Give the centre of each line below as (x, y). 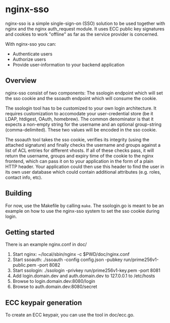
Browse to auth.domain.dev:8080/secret (55, 287)
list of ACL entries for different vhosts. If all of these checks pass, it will (80, 150)
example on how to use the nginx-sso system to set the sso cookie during (82, 211)
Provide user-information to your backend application (69, 64)
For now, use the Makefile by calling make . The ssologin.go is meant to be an (84, 205)
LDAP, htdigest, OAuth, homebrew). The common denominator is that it (79, 119)
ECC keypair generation (44, 302)
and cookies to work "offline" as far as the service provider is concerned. (82, 34)
